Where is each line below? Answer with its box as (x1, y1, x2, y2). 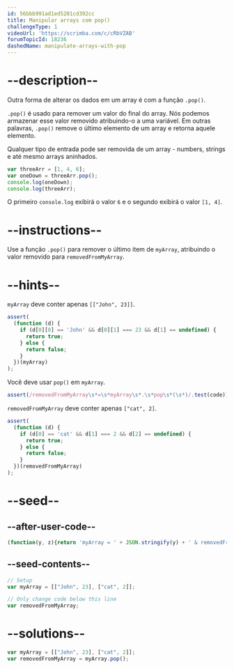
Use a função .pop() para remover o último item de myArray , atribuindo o (7, 245, 216, 254)
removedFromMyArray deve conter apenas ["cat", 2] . (7, 404, 157, 413)
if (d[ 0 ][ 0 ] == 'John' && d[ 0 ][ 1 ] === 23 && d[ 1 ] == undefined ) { (19, 327, 217, 334)
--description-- (7, 72, 99, 89)
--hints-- (7, 277, 61, 293)
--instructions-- (7, 222, 102, 238)
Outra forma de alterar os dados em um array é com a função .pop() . (7, 95, 206, 104)
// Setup (7, 576, 33, 584)
